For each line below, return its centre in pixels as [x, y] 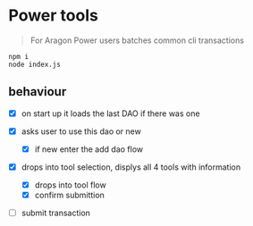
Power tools [54, 16]
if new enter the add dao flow [89, 149]
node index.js [35, 64]
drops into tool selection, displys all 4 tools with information [131, 167]
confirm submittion [69, 195]
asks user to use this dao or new [81, 131]
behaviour [38, 92]
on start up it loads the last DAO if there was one [110, 113]
